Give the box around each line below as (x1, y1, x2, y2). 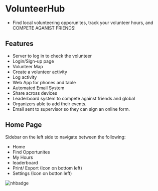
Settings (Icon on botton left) (12, 170, 72, 176)
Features (5, 40, 34, 48)
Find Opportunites (12, 149, 50, 155)
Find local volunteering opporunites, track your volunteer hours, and (12, 20, 153, 26)
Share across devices (12, 90, 58, 96)
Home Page (5, 121, 42, 129)
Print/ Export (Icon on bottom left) (12, 165, 83, 171)
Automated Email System (12, 85, 65, 91)
